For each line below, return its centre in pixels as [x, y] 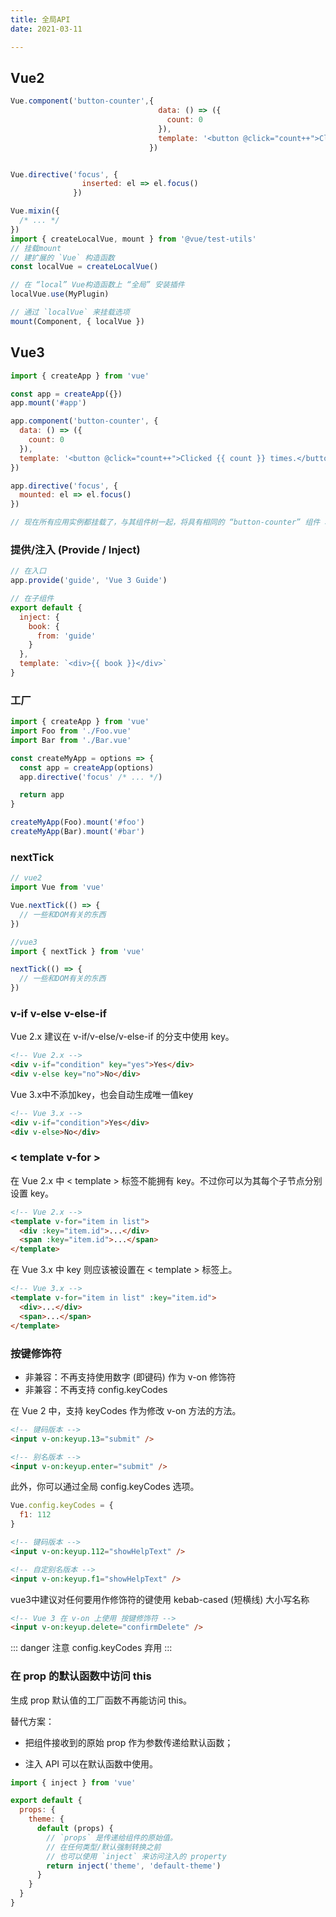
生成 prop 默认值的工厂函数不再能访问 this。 [101, 1700]
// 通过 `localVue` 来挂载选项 [70, 312]
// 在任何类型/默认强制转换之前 [104, 1847]
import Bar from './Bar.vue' [71, 740]
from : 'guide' [66, 636]
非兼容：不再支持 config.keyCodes [96, 1389]
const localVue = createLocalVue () [84, 267]
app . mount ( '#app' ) [48, 403]
